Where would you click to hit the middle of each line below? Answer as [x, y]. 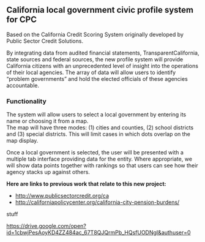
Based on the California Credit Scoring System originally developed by [95, 34]
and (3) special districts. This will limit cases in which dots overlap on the [99, 134]
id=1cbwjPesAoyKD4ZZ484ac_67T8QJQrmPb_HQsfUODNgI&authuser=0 [99, 233]
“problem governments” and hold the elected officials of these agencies [97, 78]
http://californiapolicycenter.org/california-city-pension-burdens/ [97, 202]
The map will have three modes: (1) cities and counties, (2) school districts [100, 127]
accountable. [23, 85]
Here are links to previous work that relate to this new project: [86, 184]
